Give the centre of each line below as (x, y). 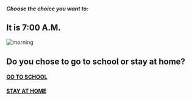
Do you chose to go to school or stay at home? (96, 61)
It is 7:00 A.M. (34, 27)
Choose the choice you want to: (48, 9)
